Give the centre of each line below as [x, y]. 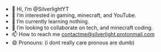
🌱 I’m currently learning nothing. [50, 21]
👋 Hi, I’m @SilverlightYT [40, 9]
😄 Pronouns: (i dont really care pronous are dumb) [73, 43]
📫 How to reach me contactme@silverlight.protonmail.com [83, 34]
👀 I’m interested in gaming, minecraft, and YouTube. [74, 15]
